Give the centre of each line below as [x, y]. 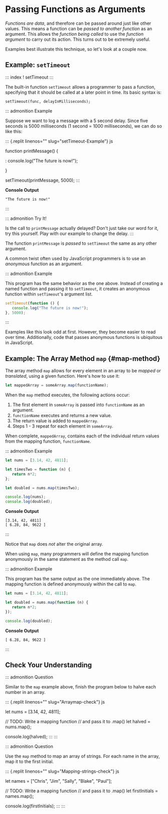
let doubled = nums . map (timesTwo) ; [42, 488]
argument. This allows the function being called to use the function [74, 34]
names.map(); [20, 796]
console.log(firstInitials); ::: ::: [35, 806]
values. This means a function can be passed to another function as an [79, 28]
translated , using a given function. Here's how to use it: [62, 376]
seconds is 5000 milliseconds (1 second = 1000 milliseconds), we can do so [83, 126]
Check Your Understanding [48, 665]
